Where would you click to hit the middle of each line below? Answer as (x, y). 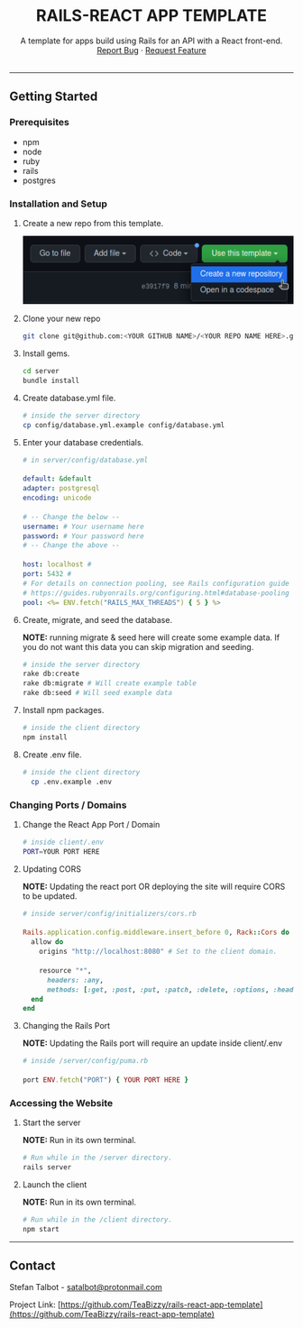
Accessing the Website (61, 1103)
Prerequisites (39, 123)
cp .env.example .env (72, 782)
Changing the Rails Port (66, 1026)
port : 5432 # (47, 574)
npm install (45, 737)
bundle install (51, 380)
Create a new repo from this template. (93, 223)
